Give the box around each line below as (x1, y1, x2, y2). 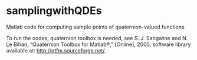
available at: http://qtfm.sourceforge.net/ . (6, 47, 106, 54)
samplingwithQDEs (6, 4, 102, 17)
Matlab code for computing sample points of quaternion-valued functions (6, 23, 185, 30)
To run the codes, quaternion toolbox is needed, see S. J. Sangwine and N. (6, 34, 188, 41)
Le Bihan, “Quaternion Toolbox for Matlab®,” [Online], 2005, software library (6, 41, 191, 48)
